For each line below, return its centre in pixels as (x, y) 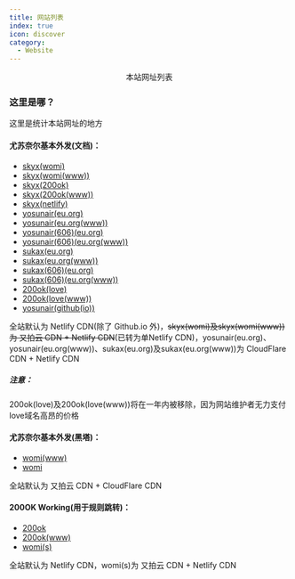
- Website (35, 51)
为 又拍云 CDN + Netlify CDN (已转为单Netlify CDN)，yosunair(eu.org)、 (140, 337)
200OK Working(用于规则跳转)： (70, 508)
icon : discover (37, 34)
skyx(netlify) (45, 204)
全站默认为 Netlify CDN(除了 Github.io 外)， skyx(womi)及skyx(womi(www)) (147, 326)
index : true (31, 26)
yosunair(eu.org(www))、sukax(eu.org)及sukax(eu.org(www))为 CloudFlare (148, 348)
